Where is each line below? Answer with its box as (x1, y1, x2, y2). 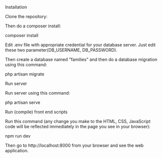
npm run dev (5, 133, 31, 138)
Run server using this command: (5, 90, 70, 96)
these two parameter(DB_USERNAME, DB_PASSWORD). (5, 47, 118, 53)
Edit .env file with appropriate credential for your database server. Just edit (5, 42, 156, 48)
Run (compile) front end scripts (5, 109, 68, 115)
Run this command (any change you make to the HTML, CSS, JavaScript (5, 118, 151, 124)
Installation (5, 4, 27, 10)
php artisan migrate (5, 71, 45, 77)
